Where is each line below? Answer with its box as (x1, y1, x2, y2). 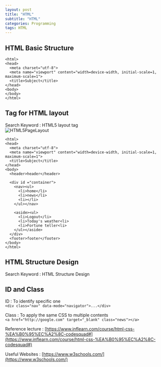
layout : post (5, 7, 32, 12)
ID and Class (5, 285, 44, 294)
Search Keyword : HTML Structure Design (5, 271, 90, 277)
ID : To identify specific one (5, 299, 61, 304)
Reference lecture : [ (5, 326, 47, 332)
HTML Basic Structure (5, 44, 74, 52)
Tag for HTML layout (5, 109, 69, 117)
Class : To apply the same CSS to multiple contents (5, 312, 108, 318)
